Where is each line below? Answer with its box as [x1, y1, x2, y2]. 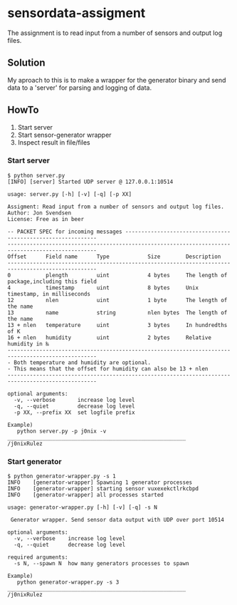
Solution [7, 57, 46, 69]
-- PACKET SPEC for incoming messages [7, 228, 122, 235]
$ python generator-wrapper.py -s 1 [7, 472, 116, 480]
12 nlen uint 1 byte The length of [7, 296, 228, 304]
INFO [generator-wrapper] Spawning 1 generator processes [7, 479, 193, 486]
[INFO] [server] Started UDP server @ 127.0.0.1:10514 [7, 178, 174, 185]
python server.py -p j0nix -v [16, 428, 107, 435]
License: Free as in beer [7, 215, 84, 222]
